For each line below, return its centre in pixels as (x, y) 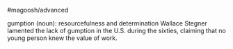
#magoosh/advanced (38, 10)
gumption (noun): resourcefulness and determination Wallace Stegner (107, 23)
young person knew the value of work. (63, 38)
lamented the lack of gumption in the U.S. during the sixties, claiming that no (116, 31)
